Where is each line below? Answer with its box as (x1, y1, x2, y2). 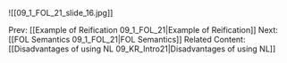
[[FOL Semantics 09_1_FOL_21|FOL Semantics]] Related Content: (8, 35, 246, 44)
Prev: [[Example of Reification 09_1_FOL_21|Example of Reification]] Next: (8, 25, 279, 35)
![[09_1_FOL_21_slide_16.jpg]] (8, 8, 114, 18)
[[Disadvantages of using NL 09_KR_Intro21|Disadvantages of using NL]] (8, 43, 276, 54)
